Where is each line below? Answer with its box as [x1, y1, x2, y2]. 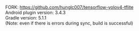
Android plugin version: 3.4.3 [5, 9, 66, 15]
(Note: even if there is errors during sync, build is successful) [5, 20, 133, 26]
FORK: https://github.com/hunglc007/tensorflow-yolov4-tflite [5, 4, 133, 10]
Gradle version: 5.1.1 [5, 15, 47, 20]
